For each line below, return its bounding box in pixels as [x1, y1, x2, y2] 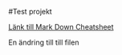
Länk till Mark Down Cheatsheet [8, 22, 114, 31]
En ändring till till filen [8, 37, 79, 47]
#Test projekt [8, 7, 52, 16]
